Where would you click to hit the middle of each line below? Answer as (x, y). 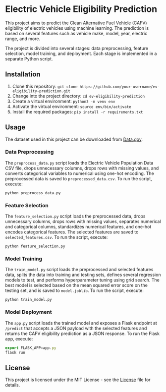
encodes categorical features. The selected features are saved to (72, 232)
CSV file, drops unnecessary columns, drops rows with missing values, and (82, 168)
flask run (15, 352)
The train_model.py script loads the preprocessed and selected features (79, 270)
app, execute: (19, 338)
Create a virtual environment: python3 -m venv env (64, 101)
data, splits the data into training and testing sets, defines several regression (83, 275)
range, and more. (23, 39)
